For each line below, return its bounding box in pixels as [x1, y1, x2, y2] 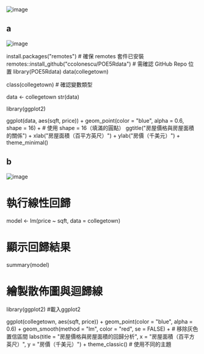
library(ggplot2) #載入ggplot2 [6, 306, 81, 313]
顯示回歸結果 [6, 240, 71, 254]
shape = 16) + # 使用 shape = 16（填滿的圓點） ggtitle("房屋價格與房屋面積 [6, 124, 194, 131]
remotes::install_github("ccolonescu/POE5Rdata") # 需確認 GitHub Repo [6, 60, 188, 67]
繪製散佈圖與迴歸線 [6, 284, 103, 298]
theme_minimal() [6, 139, 49, 146]
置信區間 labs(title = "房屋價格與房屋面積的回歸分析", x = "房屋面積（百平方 [6, 333, 195, 341]
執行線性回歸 [6, 196, 71, 210]
